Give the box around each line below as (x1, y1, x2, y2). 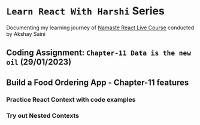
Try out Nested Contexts (6, 111, 80, 120)
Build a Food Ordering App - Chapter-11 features (6, 77, 189, 87)
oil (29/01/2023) (6, 57, 72, 67)
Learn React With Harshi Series (6, 4, 165, 18)
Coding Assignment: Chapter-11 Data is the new (6, 48, 192, 58)
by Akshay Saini (6, 30, 46, 37)
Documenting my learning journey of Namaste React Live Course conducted (6, 24, 195, 31)
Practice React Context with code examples (6, 95, 136, 103)
